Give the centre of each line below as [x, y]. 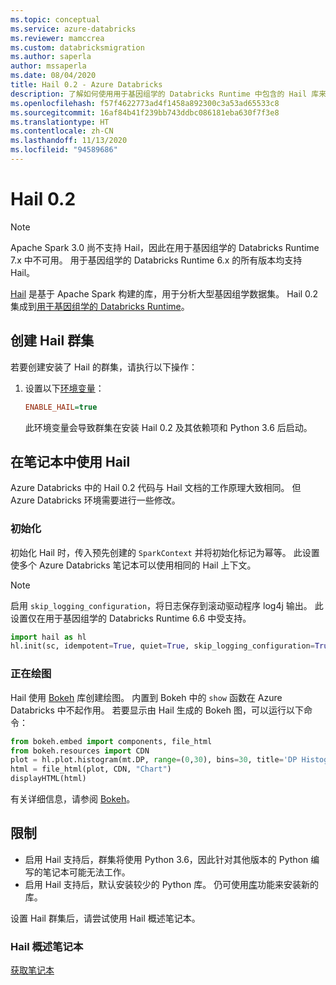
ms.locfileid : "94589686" [64, 150]
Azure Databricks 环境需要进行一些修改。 [95, 500]
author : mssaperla [48, 66]
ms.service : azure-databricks [73, 29]
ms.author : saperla [51, 57]
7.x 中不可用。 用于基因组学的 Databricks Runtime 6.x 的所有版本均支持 [156, 260]
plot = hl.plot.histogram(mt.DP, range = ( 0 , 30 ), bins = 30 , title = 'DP [154, 760]
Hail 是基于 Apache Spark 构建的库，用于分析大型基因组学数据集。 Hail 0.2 [164, 293]
